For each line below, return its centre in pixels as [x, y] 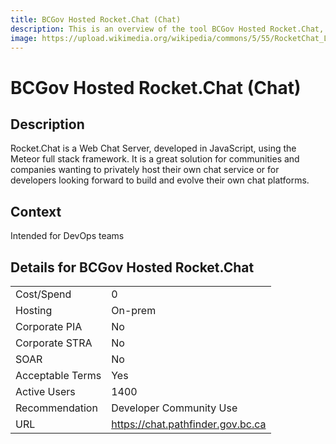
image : [24, 38]
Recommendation [56, 408]
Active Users [45, 391]
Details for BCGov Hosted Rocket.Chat [132, 267]
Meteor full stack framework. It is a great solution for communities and [155, 159]
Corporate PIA [49, 326]
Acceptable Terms [58, 375]
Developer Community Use [174, 408]
